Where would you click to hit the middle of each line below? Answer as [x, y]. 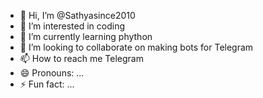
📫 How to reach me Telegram [81, 58]
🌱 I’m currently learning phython [86, 36]
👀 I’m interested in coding [72, 26]
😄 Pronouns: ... [52, 73]
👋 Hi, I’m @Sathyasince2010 [77, 15]
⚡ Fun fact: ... [47, 84]
